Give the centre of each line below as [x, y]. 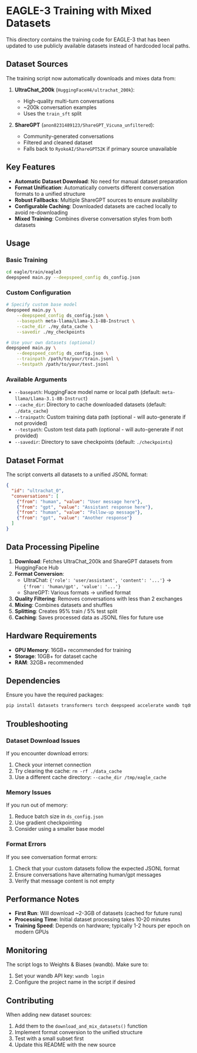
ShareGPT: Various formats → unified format [77, 592]
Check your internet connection [53, 765]
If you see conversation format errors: [52, 857]
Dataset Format [35, 461]
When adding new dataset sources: [49, 1014]
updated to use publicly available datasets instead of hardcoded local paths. [98, 46]
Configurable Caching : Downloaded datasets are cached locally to [96, 206]
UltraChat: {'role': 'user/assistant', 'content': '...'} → [97, 580]
